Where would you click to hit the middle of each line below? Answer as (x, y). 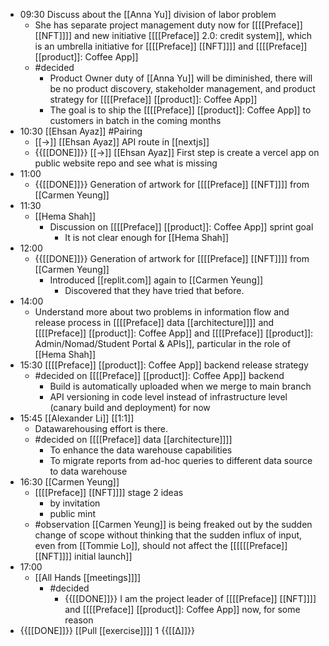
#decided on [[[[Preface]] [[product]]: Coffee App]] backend (159, 375)
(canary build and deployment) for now (130, 407)
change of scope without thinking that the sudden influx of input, (168, 535)
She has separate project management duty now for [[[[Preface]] (168, 25)
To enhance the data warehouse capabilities (141, 450)
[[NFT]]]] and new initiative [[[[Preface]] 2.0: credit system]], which (173, 35)
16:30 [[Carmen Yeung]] (69, 482)
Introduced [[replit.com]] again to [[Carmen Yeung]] (156, 280)
